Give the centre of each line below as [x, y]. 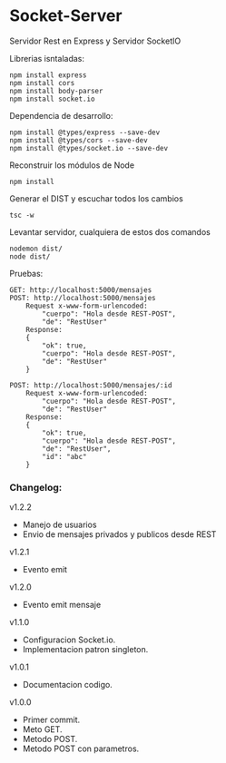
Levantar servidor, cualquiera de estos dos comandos [110, 231]
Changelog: [36, 487]
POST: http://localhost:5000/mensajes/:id [91, 385]
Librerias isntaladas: [47, 58]
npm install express [49, 75]
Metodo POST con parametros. [81, 748]
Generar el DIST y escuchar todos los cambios [96, 198]
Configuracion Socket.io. [69, 640]
